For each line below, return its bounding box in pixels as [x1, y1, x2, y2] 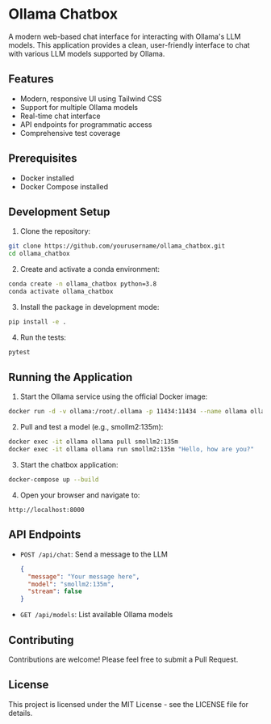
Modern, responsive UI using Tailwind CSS [19, 94, 163, 104]
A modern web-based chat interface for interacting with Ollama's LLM [8, 32, 241, 41]
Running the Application [8, 370, 133, 384]
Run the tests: [19, 332, 67, 342]
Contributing [8, 633, 74, 647]
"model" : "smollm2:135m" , [27, 580, 115, 588]
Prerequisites [8, 151, 77, 166]
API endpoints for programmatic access [19, 119, 152, 129]
